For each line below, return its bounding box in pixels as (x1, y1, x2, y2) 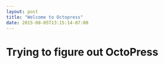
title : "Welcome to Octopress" (6, 14, 83, 20)
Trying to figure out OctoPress (6, 45, 159, 59)
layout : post (6, 8, 38, 15)
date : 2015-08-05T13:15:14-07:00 (6, 20, 89, 25)
